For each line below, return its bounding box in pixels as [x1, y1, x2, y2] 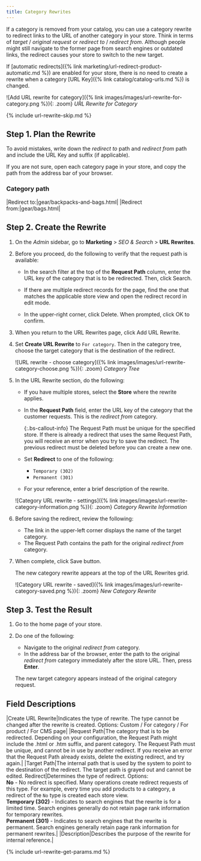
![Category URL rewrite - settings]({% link [14, 497, 119, 504]
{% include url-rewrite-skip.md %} [6, 112, 92, 119]
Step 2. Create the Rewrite [6, 222, 107, 233]
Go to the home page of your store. [14, 620, 103, 628]
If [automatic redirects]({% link [6, 63, 82, 70]
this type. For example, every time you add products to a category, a [6, 785, 175, 793]
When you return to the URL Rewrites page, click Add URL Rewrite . [14, 329, 181, 336]
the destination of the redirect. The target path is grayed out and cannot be [6, 766, 192, 774]
